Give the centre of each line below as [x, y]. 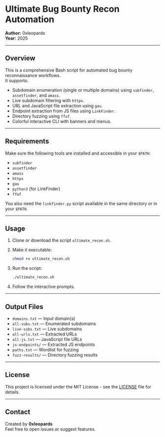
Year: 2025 [16, 38]
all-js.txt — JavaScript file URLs [47, 339]
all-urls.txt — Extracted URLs [44, 334]
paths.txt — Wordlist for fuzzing [45, 350]
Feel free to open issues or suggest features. [50, 429]
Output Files [24, 307]
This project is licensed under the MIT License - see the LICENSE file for [78, 386]
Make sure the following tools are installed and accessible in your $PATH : [78, 153]
